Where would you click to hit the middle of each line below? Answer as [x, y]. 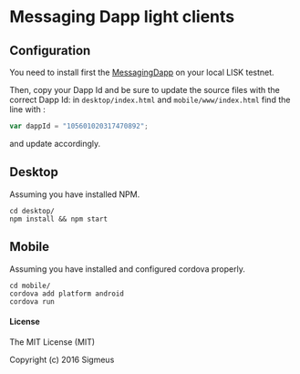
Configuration [50, 51]
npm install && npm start [58, 219]
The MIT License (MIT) [52, 342]
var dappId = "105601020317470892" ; [79, 126]
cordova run [32, 301]
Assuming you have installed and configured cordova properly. [128, 269]
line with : [27, 109]
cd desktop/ [32, 211]
